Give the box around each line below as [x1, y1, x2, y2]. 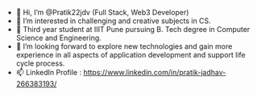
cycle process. [15, 58, 65, 68]
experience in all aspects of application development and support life [15, 50, 246, 59]
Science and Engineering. [15, 33, 102, 42]
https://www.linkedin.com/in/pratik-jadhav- [83, 68, 226, 77]
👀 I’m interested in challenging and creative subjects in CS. [15, 16, 211, 26]
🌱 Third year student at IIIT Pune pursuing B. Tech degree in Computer [15, 25, 251, 34]
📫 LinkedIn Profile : [15, 68, 82, 77]
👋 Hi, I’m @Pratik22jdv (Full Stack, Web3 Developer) [15, 8, 189, 17]
